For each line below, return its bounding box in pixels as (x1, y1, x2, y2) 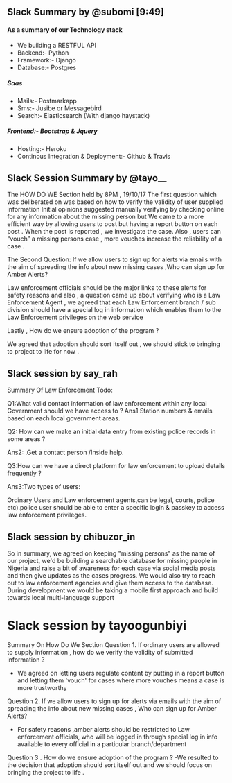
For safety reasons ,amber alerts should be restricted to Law (17, 725, 190, 733)
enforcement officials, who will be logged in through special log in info (17, 732, 218, 741)
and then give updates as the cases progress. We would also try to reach (7, 571, 216, 579)
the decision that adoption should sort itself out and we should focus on (7, 760, 213, 769)
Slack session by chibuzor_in (7, 531, 136, 542)
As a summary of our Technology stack (7, 25, 123, 34)
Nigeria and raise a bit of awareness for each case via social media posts (7, 564, 216, 572)
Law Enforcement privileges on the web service (7, 313, 143, 322)
